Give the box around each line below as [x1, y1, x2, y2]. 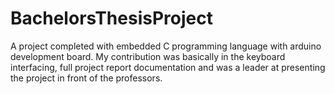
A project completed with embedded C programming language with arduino [10, 40, 322, 52]
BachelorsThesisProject [10, 7, 213, 30]
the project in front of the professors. [10, 72, 163, 84]
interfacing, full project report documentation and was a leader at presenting [10, 61, 326, 73]
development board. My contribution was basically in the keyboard [10, 50, 286, 62]
